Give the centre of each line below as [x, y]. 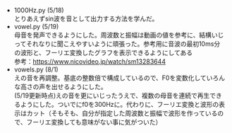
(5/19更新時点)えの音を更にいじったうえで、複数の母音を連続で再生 [112, 96]
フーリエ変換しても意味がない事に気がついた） [94, 122]
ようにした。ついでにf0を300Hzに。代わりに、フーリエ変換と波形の [120, 104]
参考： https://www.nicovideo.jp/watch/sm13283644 [90, 62]
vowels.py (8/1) [36, 69]
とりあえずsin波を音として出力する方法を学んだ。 [86, 18]
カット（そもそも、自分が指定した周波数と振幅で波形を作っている [122, 113]
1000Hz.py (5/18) [39, 10]
